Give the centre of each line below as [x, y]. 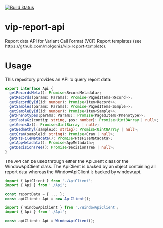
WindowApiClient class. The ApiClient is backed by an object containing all [80, 167]
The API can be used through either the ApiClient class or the [67, 161]
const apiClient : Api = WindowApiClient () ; [50, 221]
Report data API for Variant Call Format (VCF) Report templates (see [73, 41]
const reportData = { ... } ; [35, 194]
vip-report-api [35, 27]
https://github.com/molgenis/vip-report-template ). [56, 46]
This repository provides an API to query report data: [58, 79]
